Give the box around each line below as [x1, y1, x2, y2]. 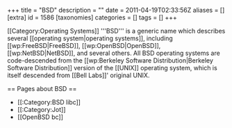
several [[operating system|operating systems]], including [7, 34, 174, 42]
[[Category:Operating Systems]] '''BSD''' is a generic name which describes [7, 27, 226, 35]
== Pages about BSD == [7, 85, 77, 93]
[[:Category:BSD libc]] [17, 98, 81, 106]
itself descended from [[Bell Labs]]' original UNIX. [7, 71, 150, 79]
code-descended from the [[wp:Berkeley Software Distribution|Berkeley [7, 56, 214, 65]
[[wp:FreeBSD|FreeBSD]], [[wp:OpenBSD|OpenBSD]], [7, 42, 161, 49]
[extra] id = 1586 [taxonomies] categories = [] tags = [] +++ [7, 13, 177, 22]
